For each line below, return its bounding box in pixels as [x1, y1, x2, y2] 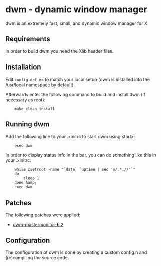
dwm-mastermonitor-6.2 [12, 222, 64, 228]
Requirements [5, 35, 50, 43]
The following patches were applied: [5, 212, 80, 218]
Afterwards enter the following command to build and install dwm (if [5, 91, 145, 97]
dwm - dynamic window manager [5, 4, 148, 15]
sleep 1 [23, 176, 39, 181]
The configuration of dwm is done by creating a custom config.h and [5, 249, 147, 255]
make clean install [14, 106, 55, 111]
